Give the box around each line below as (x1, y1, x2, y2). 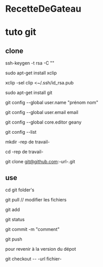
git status (5, 217, 25, 222)
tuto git (5, 26, 37, 38)
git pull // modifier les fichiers (5, 197, 67, 202)
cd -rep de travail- (5, 149, 44, 155)
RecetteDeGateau (5, 3, 82, 15)
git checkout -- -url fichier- (5, 256, 62, 262)
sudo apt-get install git (5, 90, 52, 96)
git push (5, 236, 23, 242)
